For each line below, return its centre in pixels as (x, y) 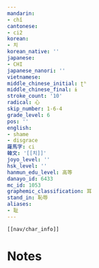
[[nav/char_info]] (33, 229)
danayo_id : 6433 (30, 178)
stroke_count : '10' (35, 96)
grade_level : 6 (29, 115)
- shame (18, 134)
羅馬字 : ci (21, 147)
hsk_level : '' (27, 166)
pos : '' (18, 121)
